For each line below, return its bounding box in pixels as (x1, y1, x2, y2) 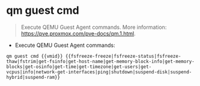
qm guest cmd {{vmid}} (6, 53, 63, 59)
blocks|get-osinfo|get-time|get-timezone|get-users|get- (6, 64, 152, 70)
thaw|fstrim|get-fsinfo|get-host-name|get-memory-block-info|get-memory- (6, 58, 195, 64)
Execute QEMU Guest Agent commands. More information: (20, 23, 167, 31)
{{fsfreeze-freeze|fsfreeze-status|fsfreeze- (65, 53, 181, 59)
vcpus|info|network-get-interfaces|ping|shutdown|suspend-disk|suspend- (6, 69, 192, 75)
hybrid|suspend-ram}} (6, 74, 61, 80)
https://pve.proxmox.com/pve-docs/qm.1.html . (20, 29, 136, 37)
